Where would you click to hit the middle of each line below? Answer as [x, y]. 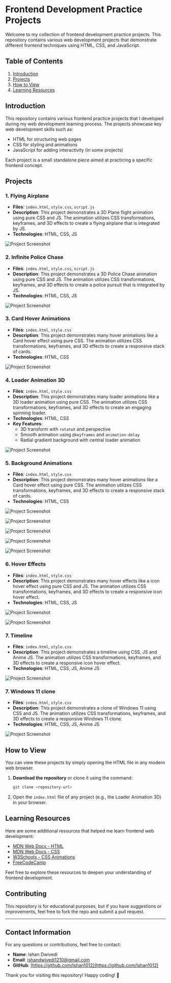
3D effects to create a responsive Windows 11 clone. [67, 719]
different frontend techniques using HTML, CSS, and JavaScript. [73, 45]
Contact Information [38, 933]
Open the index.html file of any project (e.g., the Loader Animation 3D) [87, 797]
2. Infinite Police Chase [34, 258]
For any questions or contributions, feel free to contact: [63, 945]
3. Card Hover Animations [38, 319]
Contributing [26, 894]
